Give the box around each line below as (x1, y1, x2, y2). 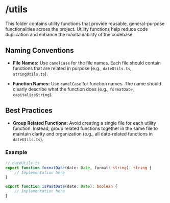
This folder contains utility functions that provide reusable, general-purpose (5, 20, 165, 27)
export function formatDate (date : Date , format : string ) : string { (5, 165, 152, 170)
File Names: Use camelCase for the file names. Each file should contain (12, 60, 161, 66)
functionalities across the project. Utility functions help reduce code (5, 26, 148, 32)
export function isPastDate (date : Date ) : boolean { (5, 184, 117, 189)
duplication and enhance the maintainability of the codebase (5, 31, 133, 37)
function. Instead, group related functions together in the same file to (12, 125, 158, 131)
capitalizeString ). (12, 91, 53, 98)
